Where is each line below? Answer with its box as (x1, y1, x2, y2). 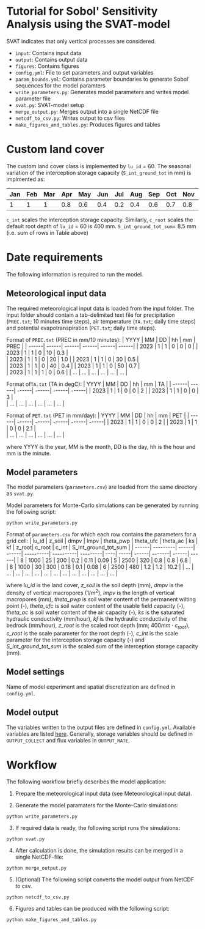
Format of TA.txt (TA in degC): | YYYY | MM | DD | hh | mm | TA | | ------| (6, 380, 190, 388)
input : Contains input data (15, 49, 81, 56)
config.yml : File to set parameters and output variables (15, 68, 154, 76)
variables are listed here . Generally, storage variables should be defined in (6, 730, 193, 738)
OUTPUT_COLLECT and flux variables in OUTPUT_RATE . (6, 736, 130, 744)
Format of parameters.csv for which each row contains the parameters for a (6, 531, 196, 538)
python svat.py (6, 836, 45, 842)
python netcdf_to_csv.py (6, 894, 70, 900)
